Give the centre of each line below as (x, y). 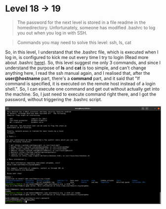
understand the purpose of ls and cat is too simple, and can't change (76, 68)
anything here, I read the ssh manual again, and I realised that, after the (78, 73)
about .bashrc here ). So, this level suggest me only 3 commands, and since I (83, 62)
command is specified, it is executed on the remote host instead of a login (80, 83)
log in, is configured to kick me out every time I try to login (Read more (77, 57)
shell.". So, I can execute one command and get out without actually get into (82, 89)
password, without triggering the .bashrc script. (54, 99)
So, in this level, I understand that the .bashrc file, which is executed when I (82, 52)
